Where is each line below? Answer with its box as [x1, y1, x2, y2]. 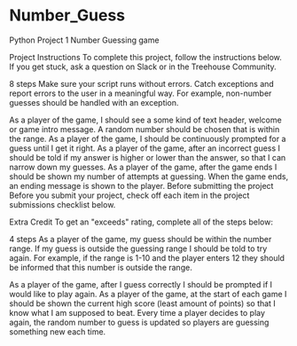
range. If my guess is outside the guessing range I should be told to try [9, 243, 268, 254]
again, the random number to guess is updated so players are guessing [9, 317, 270, 327]
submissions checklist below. [9, 199, 116, 209]
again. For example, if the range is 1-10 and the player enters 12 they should [9, 252, 285, 263]
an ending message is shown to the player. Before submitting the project [9, 180, 274, 191]
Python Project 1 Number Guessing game [9, 35, 160, 45]
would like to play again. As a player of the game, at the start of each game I [9, 288, 287, 299]
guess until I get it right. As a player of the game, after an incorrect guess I [9, 143, 281, 153]
